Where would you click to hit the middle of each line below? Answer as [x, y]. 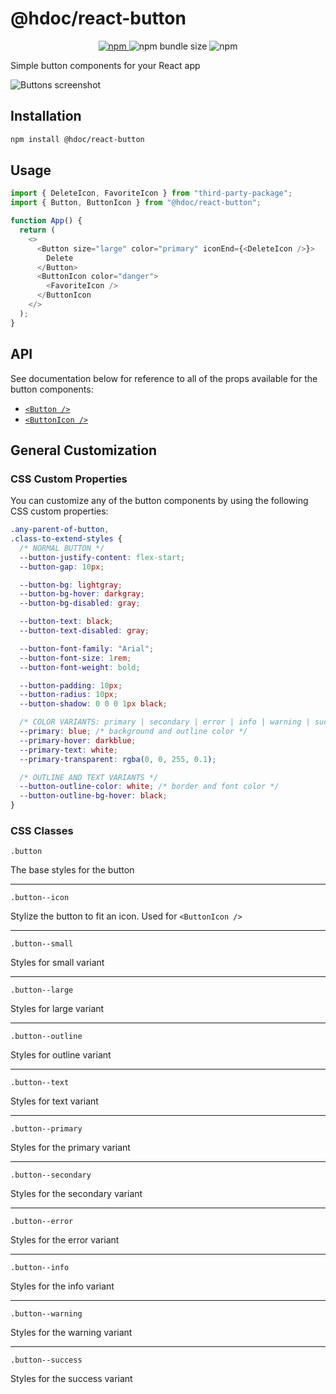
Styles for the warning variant [71, 1333]
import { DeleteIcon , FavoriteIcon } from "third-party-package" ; [151, 193]
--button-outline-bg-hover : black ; [93, 796]
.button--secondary [51, 1175]
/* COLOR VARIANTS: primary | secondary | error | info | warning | [165, 722]
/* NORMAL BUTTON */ [62, 548]
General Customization [84, 450]
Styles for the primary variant [70, 1148]
